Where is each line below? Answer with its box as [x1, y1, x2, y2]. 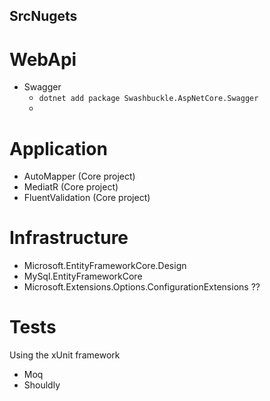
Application [9, 137, 108, 160]
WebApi [9, 48, 77, 71]
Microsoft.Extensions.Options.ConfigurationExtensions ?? [23, 281, 261, 293]
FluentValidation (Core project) [23, 192, 151, 204]
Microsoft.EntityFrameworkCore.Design [23, 260, 187, 272]
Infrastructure [9, 227, 129, 249]
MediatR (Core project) [23, 181, 119, 193]
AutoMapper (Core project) [23, 170, 136, 183]
